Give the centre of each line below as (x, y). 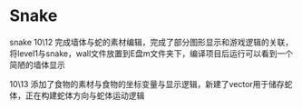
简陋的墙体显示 (37, 64)
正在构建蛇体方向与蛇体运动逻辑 (85, 95)
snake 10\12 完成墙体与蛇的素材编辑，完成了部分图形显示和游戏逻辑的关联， (151, 42)
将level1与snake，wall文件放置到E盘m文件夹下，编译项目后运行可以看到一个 (151, 53)
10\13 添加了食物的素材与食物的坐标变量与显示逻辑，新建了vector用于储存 (147, 84)
